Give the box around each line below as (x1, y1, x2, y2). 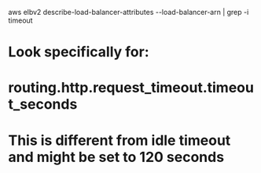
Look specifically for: (8, 43, 149, 61)
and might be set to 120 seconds (8, 148, 225, 166)
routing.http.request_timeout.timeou (8, 79, 254, 97)
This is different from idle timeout (8, 132, 231, 149)
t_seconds (8, 96, 78, 114)
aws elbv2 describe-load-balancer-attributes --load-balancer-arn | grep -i (8, 8, 249, 16)
